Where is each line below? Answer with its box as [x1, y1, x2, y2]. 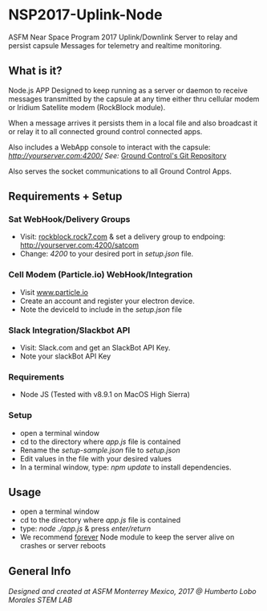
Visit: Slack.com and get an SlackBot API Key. [19, 343, 171, 353]
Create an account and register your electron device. [19, 296, 195, 305]
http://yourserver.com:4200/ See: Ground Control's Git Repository [8, 150, 227, 160]
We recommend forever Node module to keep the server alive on [19, 532, 235, 542]
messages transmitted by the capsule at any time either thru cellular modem [8, 94, 260, 104]
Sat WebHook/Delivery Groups [8, 214, 131, 225]
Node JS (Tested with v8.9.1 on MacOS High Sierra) [19, 390, 191, 400]
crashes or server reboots [19, 541, 107, 551]
